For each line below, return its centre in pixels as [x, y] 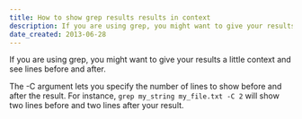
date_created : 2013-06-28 [58, 34]
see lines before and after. [58, 69]
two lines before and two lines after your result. [97, 106]
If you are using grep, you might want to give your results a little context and [151, 60]
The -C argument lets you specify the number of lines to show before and [146, 87]
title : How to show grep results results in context [110, 17]
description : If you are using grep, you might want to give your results [152, 26]
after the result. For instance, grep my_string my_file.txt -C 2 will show [145, 96]
